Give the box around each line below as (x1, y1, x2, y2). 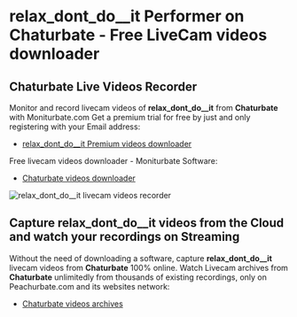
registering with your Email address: (9, 121, 141, 132)
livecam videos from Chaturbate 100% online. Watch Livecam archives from (9, 262, 288, 273)
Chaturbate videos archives (21, 298, 124, 309)
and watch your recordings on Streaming (9, 229, 240, 244)
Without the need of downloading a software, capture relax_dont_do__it (9, 252, 273, 263)
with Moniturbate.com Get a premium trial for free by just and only (9, 112, 251, 122)
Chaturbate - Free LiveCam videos (9, 25, 268, 45)
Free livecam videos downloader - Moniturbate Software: (9, 156, 218, 166)
